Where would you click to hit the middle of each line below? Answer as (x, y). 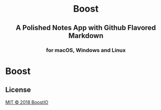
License (18, 90)
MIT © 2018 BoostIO (27, 102)
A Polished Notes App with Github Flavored (86, 28)
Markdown (86, 35)
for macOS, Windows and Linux (86, 50)
